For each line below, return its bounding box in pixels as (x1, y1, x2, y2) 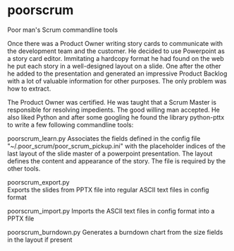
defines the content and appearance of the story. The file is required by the (7, 156, 226, 165)
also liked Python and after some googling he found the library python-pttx (7, 112, 225, 122)
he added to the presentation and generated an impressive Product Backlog (7, 69, 228, 78)
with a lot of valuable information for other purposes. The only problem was (7, 76, 227, 85)
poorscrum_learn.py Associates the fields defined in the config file (7, 134, 201, 143)
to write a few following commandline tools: (7, 120, 134, 129)
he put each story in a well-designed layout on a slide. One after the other (7, 62, 221, 70)
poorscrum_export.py (7, 177, 70, 186)
